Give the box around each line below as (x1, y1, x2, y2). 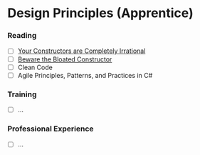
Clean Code (17, 63, 53, 71)
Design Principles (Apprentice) (7, 5, 194, 21)
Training (7, 89, 37, 99)
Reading (7, 31, 37, 41)
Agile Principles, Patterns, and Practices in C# (17, 71, 153, 79)
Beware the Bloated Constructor (17, 55, 112, 64)
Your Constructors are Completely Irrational (17, 46, 146, 55)
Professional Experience (7, 124, 94, 134)
